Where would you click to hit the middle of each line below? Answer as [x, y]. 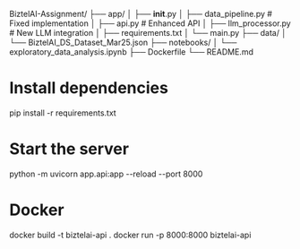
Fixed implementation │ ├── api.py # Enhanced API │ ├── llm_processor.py [150, 23]
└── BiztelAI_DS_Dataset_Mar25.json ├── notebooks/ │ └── [123, 42]
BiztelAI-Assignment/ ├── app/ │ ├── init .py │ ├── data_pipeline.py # [141, 14]
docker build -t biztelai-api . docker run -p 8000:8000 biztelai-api [130, 235]
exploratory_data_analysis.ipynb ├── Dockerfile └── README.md [131, 52]
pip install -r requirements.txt [63, 113]
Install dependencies [89, 88]
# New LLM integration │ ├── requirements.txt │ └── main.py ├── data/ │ [148, 33]
